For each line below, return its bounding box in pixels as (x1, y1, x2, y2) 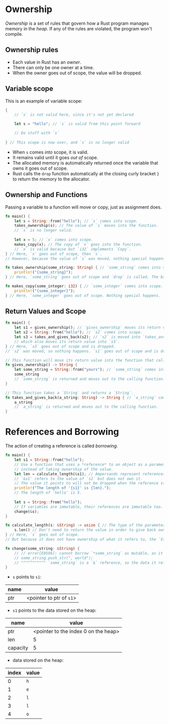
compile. (5, 31, 24, 37)
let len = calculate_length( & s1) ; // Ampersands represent (14, 471, 141, 476)
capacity (8, 644, 29, 651)
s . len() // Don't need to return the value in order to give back (14, 527, 156, 533)
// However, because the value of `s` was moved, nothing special (5, 256, 147, 261)
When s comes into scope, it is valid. (12, 149, 89, 155)
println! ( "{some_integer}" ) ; (14, 288, 75, 294)
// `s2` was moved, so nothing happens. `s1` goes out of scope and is (5, 349, 158, 354)
